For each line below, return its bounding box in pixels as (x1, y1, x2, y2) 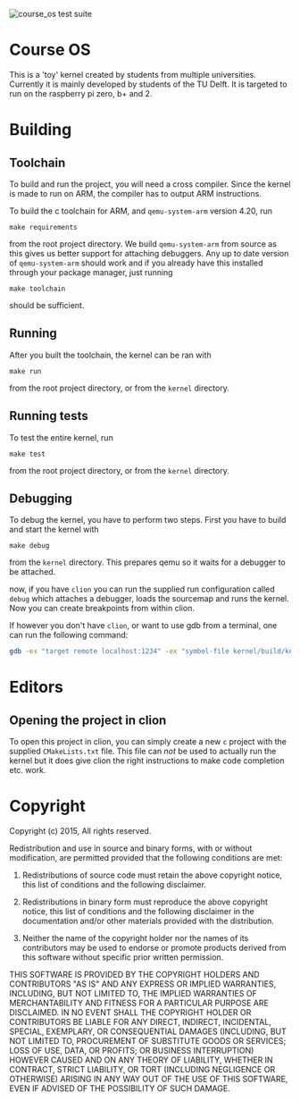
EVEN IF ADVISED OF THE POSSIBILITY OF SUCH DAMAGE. (9, 1083, 230, 1094)
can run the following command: (9, 630, 129, 641)
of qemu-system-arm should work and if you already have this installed (9, 257, 263, 268)
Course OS (9, 40, 91, 60)
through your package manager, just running (9, 266, 173, 277)
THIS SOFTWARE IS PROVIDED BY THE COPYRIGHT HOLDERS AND (9, 970, 261, 980)
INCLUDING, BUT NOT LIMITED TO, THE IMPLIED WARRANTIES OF (9, 988, 257, 999)
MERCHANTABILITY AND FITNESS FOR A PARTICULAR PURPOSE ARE (9, 997, 270, 1009)
